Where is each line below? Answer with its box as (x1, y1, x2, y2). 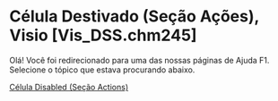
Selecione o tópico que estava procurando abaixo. (9, 64, 195, 75)
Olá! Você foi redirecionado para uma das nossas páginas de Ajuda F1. (9, 55, 270, 65)
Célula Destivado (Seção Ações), (9, 6, 260, 27)
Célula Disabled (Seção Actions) (9, 81, 128, 92)
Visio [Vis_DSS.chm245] (9, 25, 197, 46)
